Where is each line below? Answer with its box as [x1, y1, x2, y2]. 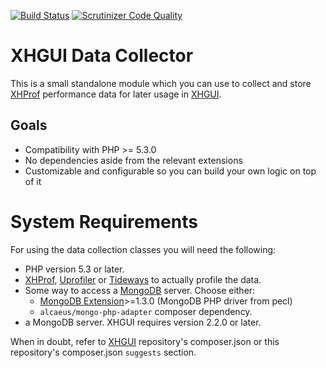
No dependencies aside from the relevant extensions [24, 154, 243, 166]
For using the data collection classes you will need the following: [10, 243, 277, 255]
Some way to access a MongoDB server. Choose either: [24, 284, 256, 296]
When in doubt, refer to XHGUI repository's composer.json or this [10, 335, 280, 347]
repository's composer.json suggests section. [10, 346, 197, 358]
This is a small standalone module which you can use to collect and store [10, 77, 312, 89]
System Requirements [10, 210, 198, 233]
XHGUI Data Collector [10, 45, 194, 67]
